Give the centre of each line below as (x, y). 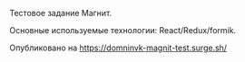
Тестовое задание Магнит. (61, 13)
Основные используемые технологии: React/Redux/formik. (123, 30)
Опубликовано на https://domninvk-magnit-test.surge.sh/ (118, 48)
